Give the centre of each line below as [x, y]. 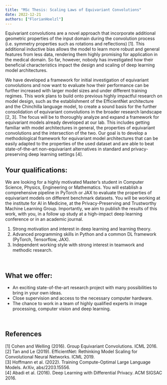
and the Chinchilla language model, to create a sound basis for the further [81, 107]
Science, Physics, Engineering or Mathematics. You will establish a [74, 187]
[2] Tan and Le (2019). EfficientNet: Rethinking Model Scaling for [72, 351]
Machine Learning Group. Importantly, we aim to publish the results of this [81, 209]
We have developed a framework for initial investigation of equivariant [77, 80]
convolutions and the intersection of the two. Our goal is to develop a [76, 133]
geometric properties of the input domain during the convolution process [80, 38]
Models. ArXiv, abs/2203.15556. [38, 367]
